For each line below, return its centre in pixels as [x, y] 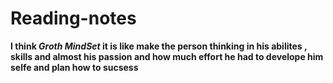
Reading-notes [73, 18]
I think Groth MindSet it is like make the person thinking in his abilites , [159, 46]
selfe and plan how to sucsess [74, 67]
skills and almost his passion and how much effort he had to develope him [167, 56]
